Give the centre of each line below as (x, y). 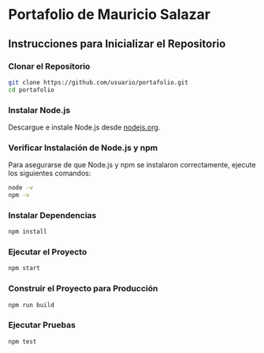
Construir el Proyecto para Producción (83, 288)
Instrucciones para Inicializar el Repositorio (117, 44)
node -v (21, 188)
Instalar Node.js (39, 110)
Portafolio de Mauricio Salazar (110, 15)
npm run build (32, 305)
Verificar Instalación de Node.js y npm (83, 148)
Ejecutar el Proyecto (48, 252)
